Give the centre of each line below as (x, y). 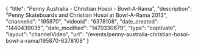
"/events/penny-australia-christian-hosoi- (137, 34)
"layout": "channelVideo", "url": (45, 34)
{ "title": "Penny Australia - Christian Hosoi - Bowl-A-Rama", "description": (99, 9)
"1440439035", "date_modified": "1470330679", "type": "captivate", (91, 28)
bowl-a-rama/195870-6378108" (46, 41)
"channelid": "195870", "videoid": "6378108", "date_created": (82, 21)
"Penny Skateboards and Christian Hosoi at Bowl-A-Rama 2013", (87, 15)
